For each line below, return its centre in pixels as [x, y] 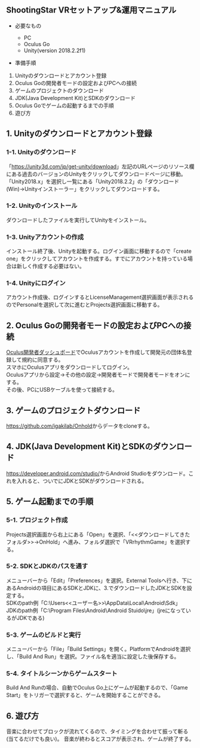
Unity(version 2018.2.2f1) [55, 50]
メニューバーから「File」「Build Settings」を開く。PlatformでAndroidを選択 [99, 649]
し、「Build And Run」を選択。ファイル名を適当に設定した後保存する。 [93, 656]
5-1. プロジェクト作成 [37, 520]
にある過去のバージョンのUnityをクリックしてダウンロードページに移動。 [96, 174]
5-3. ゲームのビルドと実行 [44, 635]
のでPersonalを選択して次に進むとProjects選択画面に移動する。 [84, 305]
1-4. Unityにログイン [36, 283]
